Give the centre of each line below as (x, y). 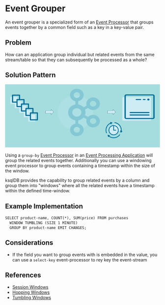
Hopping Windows (31, 292)
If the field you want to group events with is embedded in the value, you (85, 255)
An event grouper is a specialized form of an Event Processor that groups (79, 22)
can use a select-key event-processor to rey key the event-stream (80, 259)
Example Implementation (44, 206)
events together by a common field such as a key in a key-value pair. (74, 27)
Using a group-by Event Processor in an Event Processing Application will (79, 155)
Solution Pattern (30, 75)
